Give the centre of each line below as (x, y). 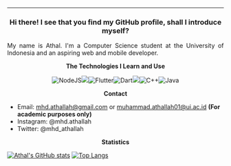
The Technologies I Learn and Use (115, 67)
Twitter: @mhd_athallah (50, 129)
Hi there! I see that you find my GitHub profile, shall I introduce (115, 22)
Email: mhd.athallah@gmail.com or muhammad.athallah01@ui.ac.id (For (119, 107)
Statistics (115, 142)
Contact (115, 94)
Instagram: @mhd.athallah (54, 121)
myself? (115, 30)
